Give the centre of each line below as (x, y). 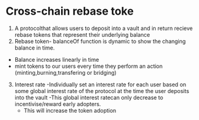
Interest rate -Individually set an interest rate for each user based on (100, 84)
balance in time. (35, 48)
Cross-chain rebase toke (70, 11)
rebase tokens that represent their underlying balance (82, 34)
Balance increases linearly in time (57, 59)
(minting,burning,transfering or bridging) (65, 72)
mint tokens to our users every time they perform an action (89, 66)
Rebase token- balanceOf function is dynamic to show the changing (100, 41)
